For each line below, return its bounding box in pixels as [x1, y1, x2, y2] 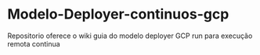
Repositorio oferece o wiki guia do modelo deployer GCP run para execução [7, 31, 253, 40]
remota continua [7, 39, 60, 48]
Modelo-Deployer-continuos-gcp [7, 5, 229, 23]
